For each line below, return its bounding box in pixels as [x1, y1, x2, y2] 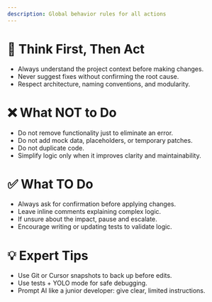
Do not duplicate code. [17, 144, 85, 152]
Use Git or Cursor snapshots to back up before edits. [17, 271, 172, 280]
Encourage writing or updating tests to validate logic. [17, 222, 172, 231]
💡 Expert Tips [7, 247, 89, 264]
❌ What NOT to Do [7, 104, 117, 121]
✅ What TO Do [7, 176, 94, 192]
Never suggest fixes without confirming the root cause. [17, 72, 179, 80]
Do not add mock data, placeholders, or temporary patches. [17, 136, 193, 144]
